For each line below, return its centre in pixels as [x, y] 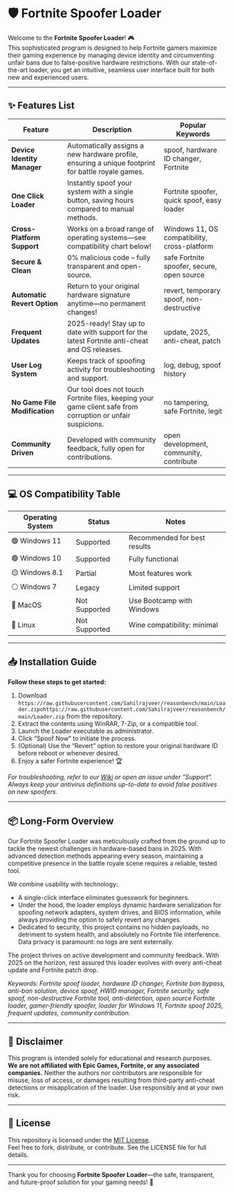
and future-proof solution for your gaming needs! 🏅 [81, 1182]
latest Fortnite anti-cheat [108, 341]
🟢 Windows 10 [36, 558]
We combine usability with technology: [63, 884]
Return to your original [103, 286]
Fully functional [153, 559]
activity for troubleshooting [111, 369]
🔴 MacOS [27, 604]
